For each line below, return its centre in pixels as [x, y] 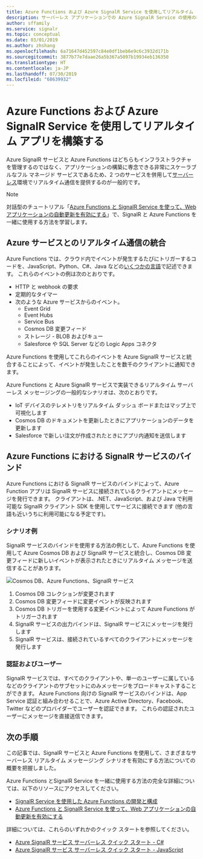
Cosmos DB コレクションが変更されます [65, 594]
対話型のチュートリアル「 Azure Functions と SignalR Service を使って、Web [101, 207]
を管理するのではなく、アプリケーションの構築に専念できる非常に [88, 167]
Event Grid [37, 308]
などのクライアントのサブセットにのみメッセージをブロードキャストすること [101, 686]
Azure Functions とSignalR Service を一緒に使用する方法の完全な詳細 [93, 781]
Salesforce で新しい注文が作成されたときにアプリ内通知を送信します [100, 435]
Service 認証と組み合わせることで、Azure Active [67, 701]
